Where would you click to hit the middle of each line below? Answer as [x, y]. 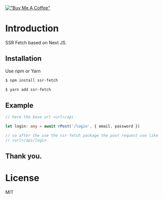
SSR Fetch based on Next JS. [36, 42]
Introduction [32, 29]
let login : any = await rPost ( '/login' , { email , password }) [73, 127]
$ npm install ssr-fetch [32, 80]
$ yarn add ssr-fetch [28, 89]
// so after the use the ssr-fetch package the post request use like [82, 136]
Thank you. [24, 156]
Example [19, 105]
